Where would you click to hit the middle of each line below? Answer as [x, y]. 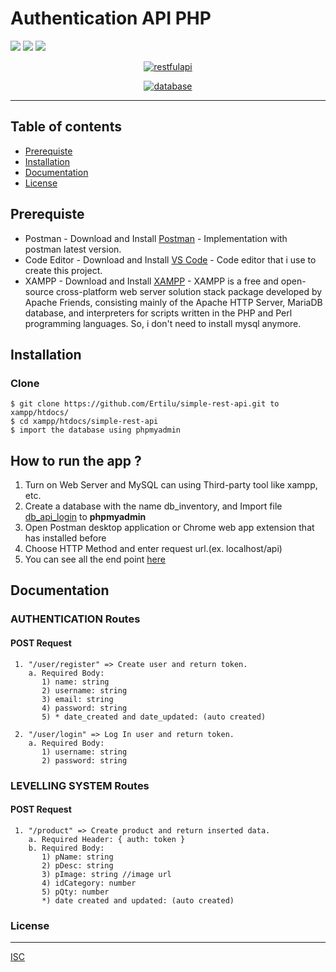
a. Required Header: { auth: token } [107, 839]
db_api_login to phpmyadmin [85, 517]
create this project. [63, 270]
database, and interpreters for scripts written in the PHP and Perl [158, 313]
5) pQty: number [75, 892]
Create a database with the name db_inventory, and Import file [153, 506]
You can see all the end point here [95, 559]
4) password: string [84, 708]
